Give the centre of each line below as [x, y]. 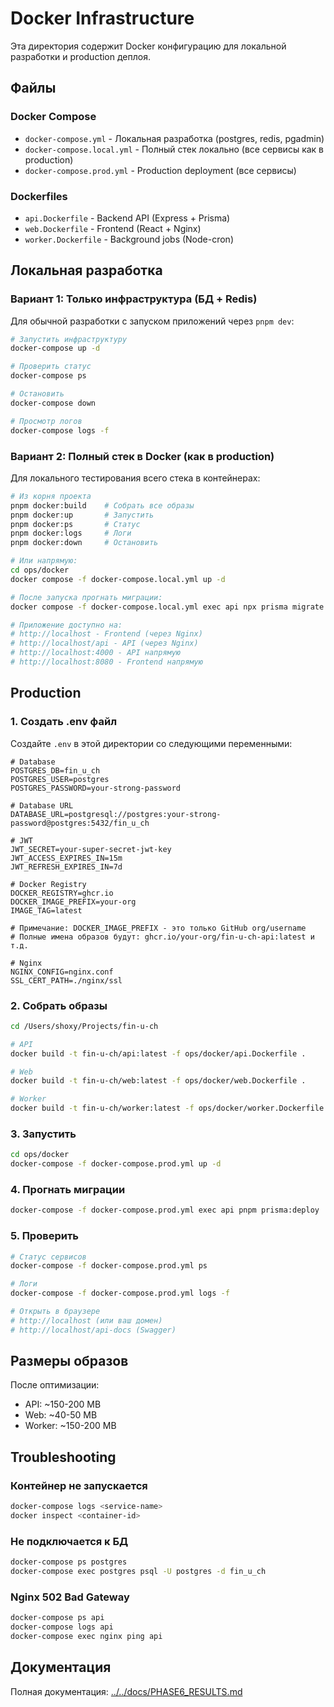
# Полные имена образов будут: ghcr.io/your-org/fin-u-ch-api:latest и [162, 937]
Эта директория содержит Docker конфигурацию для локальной [148, 46]
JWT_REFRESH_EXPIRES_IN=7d [66, 867]
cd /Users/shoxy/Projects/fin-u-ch [84, 1026]
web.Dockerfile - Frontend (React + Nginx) [113, 228]
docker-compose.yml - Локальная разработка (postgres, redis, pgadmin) [174, 138]
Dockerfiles [39, 196]
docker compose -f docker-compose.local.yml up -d [118, 579]
